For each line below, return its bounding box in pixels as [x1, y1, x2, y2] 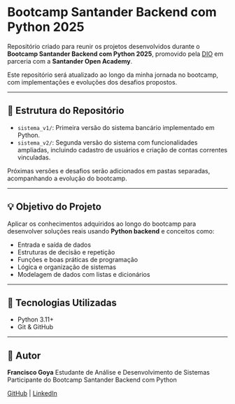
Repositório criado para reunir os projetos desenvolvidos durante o [7, 42, 201, 50]
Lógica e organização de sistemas [17, 263, 117, 271]
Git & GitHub [17, 323, 54, 331]
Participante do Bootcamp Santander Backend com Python [7, 375, 177, 384]
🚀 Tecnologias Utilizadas [7, 296, 117, 308]
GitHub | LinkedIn [7, 389, 57, 398]
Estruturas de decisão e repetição [17, 247, 115, 256]
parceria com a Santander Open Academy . [7, 57, 133, 65]
